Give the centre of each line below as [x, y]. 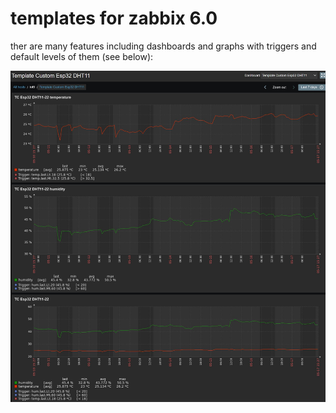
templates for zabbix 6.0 [114, 18]
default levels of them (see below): [82, 56]
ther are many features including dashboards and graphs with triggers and [163, 46]
